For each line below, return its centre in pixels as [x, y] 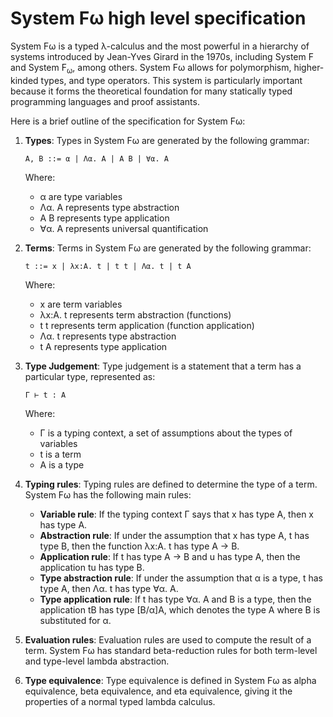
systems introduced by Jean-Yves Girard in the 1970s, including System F [162, 56]
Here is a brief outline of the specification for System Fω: [128, 121]
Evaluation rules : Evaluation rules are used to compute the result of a [168, 639]
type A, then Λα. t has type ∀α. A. [109, 588]
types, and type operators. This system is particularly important [171, 80]
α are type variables [81, 196]
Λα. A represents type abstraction [109, 207]
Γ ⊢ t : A [45, 395]
